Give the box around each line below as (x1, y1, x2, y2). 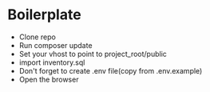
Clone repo (18, 32, 57, 42)
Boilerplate (7, 6, 81, 24)
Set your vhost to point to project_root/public (18, 49, 167, 58)
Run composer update (18, 40, 93, 50)
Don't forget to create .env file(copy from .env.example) (18, 66, 203, 75)
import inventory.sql (18, 58, 85, 67)
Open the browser (18, 74, 79, 84)
